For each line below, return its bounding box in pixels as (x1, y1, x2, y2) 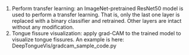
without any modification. (11, 23, 74, 30)
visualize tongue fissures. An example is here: (11, 36, 125, 43)
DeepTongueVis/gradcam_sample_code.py (11, 42, 117, 49)
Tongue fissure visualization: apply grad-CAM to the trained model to (11, 30, 181, 37)
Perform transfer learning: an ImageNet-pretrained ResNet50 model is (11, 5, 184, 12)
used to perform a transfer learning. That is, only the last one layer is (11, 11, 180, 18)
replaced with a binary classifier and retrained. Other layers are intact (11, 18, 182, 24)
